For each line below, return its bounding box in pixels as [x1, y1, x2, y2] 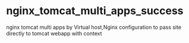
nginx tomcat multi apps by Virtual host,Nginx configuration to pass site [6, 24, 182, 31]
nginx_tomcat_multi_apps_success [6, 4, 184, 18]
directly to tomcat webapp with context [6, 29, 102, 37]
